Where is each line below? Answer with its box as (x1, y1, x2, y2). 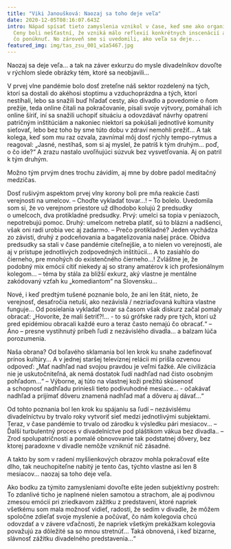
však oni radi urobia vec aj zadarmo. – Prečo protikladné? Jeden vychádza (7, 226, 218, 234)
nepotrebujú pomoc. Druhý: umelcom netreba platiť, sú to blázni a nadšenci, (7, 219, 223, 226)
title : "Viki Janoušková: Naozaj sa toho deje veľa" (7, 10, 162, 17)
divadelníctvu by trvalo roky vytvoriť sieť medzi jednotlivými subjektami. (7, 412, 211, 421)
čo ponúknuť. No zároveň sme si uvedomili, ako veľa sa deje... (13, 36, 201, 43)
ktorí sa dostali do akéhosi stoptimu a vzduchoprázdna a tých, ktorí (7, 89, 197, 97)
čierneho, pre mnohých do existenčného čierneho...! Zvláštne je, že (7, 255, 198, 263)
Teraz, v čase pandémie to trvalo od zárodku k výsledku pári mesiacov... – (7, 420, 217, 428)
